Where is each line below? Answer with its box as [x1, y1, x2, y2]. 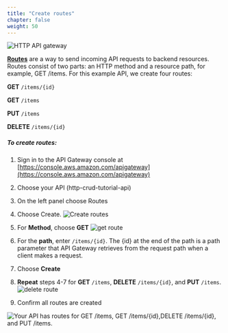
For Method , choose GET [16, 224, 89, 232]
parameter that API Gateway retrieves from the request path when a [16, 244, 209, 253]
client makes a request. [16, 251, 84, 260]
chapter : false [7, 16, 51, 23]
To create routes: [7, 138, 57, 146]
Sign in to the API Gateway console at [16, 156, 123, 164]
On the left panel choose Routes [16, 197, 108, 205]
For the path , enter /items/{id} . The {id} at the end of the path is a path [16, 237, 220, 245]
